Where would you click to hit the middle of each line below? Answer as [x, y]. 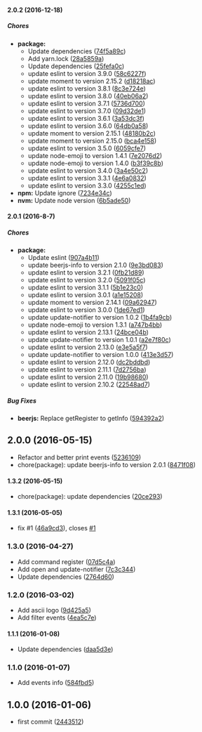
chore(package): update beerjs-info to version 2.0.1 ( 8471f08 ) [107, 464]
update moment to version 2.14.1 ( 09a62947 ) [93, 303]
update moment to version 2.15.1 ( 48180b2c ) [92, 133]
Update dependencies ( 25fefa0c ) [76, 66]
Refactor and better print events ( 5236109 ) [79, 457]
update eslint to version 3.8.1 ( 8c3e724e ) [87, 89]
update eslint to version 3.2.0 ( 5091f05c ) [87, 280]
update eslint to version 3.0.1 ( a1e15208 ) [86, 295]
